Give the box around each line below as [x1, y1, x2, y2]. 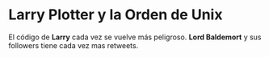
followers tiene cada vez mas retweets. [8, 40, 139, 50]
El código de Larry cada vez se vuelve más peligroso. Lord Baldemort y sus [8, 32, 262, 42]
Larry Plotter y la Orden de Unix [8, 6, 223, 24]
